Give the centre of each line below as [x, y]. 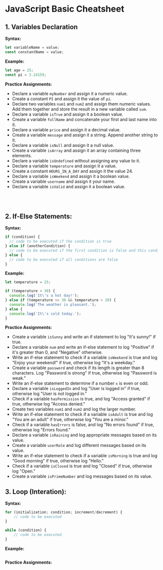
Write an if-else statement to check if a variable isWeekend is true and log [85, 357]
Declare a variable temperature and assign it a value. [65, 166]
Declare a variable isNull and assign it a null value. [63, 145]
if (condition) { [23, 237]
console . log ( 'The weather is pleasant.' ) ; [53, 304]
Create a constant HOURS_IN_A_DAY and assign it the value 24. [73, 171]
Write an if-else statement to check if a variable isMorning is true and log [85, 456]
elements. [22, 155]
